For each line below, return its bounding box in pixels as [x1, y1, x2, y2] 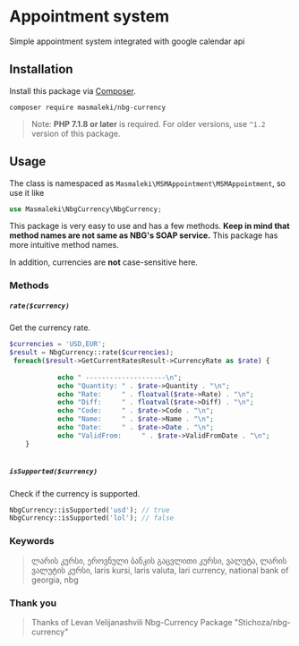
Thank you [9, 597, 56, 609]
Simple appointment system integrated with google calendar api [9, 36, 245, 47]
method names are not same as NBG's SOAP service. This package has [9, 230, 278, 241]
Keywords [9, 535, 55, 548]
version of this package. [30, 128, 121, 139]
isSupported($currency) [9, 467, 98, 476]
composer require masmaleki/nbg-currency [9, 103, 167, 112]
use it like [9, 187, 45, 198]
